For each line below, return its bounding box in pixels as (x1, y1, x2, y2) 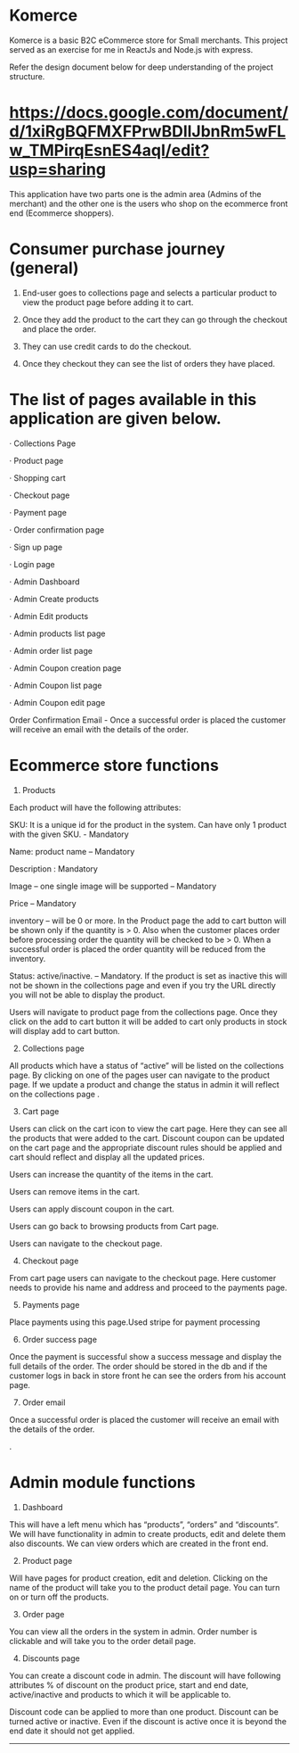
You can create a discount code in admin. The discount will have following (9, 1670, 281, 1681)
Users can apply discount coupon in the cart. (9, 1203, 175, 1214)
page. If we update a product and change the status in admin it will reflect (9, 1079, 280, 1089)
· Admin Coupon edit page (9, 697, 106, 707)
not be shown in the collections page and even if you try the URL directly (9, 980, 276, 990)
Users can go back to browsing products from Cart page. (9, 1220, 220, 1231)
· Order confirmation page (9, 524, 105, 535)
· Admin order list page (9, 645, 93, 656)
